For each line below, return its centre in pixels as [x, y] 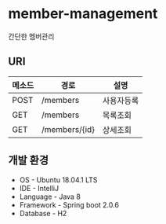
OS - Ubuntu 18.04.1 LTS [58, 180]
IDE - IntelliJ [39, 188]
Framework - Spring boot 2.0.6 [69, 204]
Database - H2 [43, 213]
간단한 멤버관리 [31, 36]
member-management [83, 14]
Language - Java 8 [50, 196]
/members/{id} [69, 129]
